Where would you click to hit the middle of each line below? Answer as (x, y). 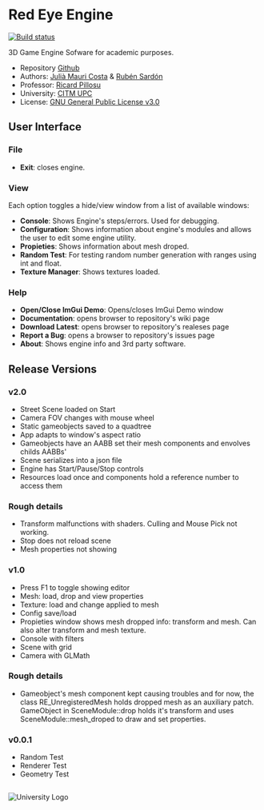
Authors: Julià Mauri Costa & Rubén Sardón (91, 76)
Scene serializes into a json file (71, 460)
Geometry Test (44, 774)
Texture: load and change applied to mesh (89, 605)
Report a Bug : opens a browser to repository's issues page (117, 335)
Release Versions (53, 369)
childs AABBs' (43, 451)
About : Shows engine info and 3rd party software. (103, 344)
